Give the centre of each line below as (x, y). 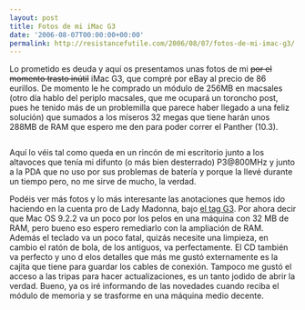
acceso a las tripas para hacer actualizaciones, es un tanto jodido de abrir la (152, 276)
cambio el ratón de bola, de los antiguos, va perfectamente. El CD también (149, 247)
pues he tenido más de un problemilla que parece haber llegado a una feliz (149, 108)
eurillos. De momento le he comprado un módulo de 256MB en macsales (146, 88)
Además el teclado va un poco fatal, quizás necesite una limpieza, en (139, 238)
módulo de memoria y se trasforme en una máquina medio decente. (137, 295)
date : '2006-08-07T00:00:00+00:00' (77, 35)
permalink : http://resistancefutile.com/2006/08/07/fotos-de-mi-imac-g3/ (152, 43)
